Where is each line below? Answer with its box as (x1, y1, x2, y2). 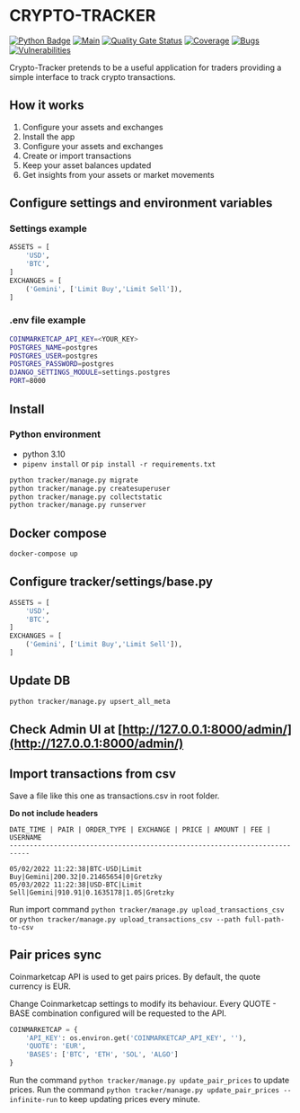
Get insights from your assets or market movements (22, 169, 215, 180)
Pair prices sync (9, 948, 101, 963)
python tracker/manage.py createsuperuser (9, 484, 171, 493)
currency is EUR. (9, 981, 72, 992)
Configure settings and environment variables (9, 195, 273, 211)
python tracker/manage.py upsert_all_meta (9, 697, 171, 706)
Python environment (9, 428, 101, 441)
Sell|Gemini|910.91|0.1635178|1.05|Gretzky (9, 887, 175, 897)
